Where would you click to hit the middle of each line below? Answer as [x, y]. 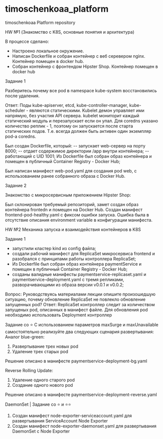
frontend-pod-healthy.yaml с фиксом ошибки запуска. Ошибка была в [77, 215]
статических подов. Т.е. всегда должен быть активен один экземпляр [78, 131]
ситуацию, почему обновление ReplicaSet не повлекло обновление [75, 299]
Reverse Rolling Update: [29, 370]
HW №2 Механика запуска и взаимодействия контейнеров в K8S [73, 229]
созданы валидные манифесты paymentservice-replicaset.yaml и [79, 274]
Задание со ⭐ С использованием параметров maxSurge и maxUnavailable [82, 324]
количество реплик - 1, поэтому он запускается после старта [69, 126]
